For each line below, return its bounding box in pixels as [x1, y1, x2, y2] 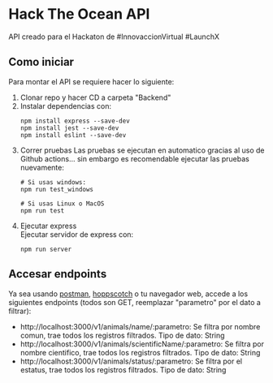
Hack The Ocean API [8, 5, 150, 24]
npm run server [19, 245, 72, 253]
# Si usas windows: [19, 178, 87, 187]
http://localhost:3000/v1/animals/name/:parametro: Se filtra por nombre [19, 321, 261, 331]
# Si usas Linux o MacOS [19, 200, 105, 208]
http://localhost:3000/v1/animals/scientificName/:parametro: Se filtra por [19, 338, 264, 349]
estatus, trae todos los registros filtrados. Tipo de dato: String [19, 364, 227, 374]
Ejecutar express [19, 221, 77, 230]
